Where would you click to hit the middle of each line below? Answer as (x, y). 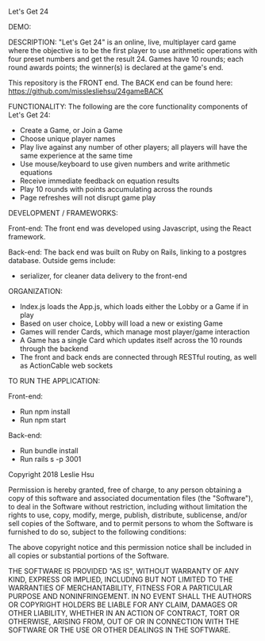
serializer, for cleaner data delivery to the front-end (104, 276)
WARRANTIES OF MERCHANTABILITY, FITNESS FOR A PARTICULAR (120, 588)
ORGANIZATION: (36, 291)
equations (36, 172)
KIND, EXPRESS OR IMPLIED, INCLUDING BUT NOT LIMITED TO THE (121, 579)
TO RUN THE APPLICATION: (54, 381)
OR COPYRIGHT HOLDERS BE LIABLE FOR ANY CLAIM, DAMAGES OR (123, 605)
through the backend (54, 349)
